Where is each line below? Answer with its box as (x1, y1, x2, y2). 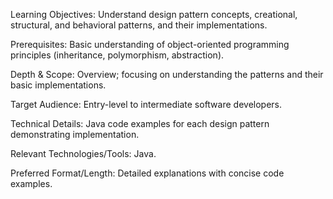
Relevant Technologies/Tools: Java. (10, 148, 157, 159)
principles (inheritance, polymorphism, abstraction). (10, 49, 225, 61)
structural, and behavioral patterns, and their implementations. (10, 19, 268, 31)
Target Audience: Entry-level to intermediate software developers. (10, 99, 282, 110)
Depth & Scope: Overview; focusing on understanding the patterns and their (10, 69, 324, 80)
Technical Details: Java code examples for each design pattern (10, 118, 270, 129)
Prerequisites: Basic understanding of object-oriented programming (10, 39, 290, 50)
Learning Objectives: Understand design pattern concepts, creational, (10, 9, 298, 20)
